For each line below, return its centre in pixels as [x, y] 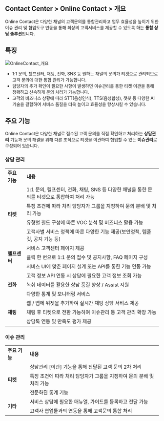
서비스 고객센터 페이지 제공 [55, 248]
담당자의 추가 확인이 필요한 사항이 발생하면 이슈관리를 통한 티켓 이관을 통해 [83, 86]
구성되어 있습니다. [22, 146]
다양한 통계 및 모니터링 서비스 [58, 294]
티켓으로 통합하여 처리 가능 [66, 197]
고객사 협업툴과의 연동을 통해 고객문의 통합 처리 [81, 411]
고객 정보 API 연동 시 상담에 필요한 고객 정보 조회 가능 [84, 275]
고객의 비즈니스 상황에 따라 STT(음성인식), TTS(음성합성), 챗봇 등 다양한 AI [83, 98]
